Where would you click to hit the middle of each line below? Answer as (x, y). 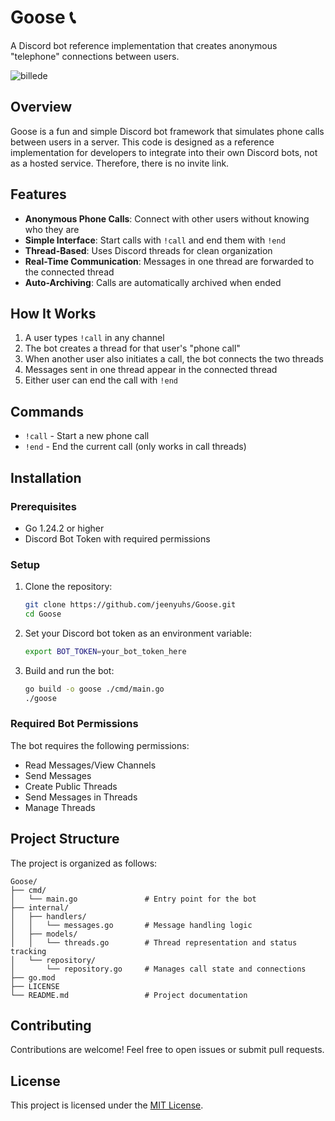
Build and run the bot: (69, 670)
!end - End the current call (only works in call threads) (135, 447)
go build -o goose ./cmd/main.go (94, 689)
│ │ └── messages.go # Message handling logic (131, 925)
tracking (28, 951)
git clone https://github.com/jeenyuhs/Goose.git (130, 605)
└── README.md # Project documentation (129, 995)
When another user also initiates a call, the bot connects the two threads (174, 359)
